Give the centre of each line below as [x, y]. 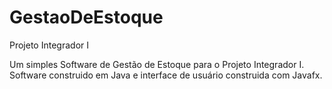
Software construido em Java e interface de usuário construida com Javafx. [166, 75]
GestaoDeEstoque [86, 17]
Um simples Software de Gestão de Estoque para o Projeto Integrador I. [157, 64]
